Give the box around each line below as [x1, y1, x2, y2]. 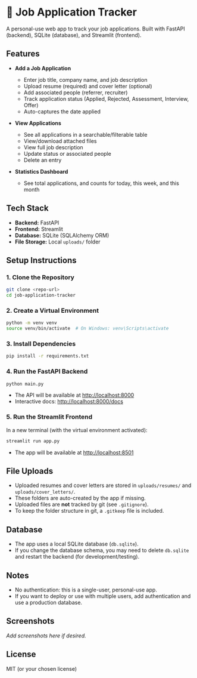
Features [6, 49, 40, 59]
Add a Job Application [14, 64, 71, 72]
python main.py [6, 381, 44, 387]
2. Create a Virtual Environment [6, 306, 99, 315]
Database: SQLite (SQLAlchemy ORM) [14, 232, 110, 239]
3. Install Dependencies [6, 340, 76, 348]
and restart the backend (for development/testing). [14, 553, 140, 560]
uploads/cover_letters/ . [14, 488, 76, 495]
